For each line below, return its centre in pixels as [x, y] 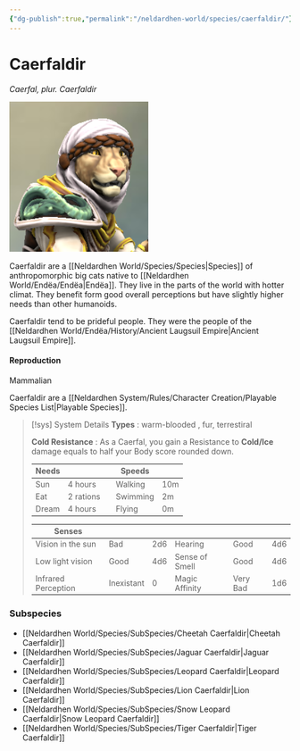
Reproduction [35, 361]
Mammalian [30, 380]
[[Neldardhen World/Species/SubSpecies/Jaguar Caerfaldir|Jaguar [146, 652]
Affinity [188, 588]
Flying [127, 509]
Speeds [135, 471]
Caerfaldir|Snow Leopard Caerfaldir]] [91, 718]
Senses [68, 531]
